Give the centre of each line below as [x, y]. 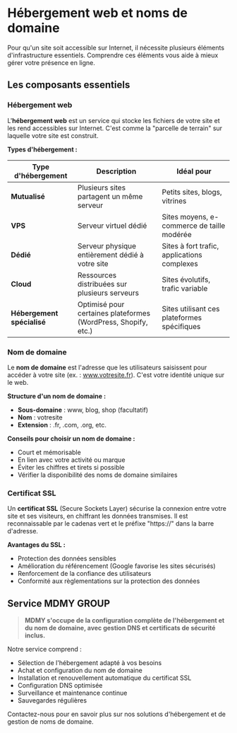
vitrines [174, 201]
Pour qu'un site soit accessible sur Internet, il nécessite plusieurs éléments [116, 47]
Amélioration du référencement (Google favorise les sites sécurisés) [117, 566]
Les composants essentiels [69, 85]
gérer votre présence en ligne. [51, 62]
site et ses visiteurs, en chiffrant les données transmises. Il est [98, 516]
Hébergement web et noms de [98, 13]
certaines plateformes [114, 313]
